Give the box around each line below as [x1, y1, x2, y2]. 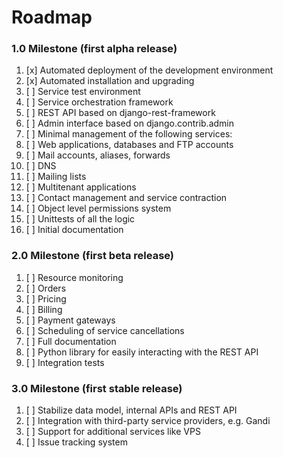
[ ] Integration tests [25, 356, 105, 368]
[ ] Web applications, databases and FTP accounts [25, 139, 234, 151]
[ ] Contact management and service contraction [25, 192, 228, 204]
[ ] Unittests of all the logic [25, 213, 136, 225]
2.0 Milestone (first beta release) [11, 249, 175, 263]
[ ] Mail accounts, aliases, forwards [25, 149, 171, 161]
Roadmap [11, 6, 93, 29]
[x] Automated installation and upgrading [25, 75, 195, 87]
